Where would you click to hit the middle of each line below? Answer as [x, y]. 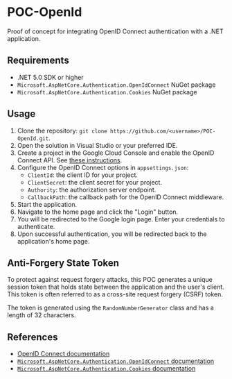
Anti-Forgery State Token [63, 263]
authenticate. [36, 226]
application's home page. [53, 241]
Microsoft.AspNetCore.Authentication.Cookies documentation [106, 369]
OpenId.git [33, 138]
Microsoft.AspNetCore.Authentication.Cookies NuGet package [107, 92]
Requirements [38, 61]
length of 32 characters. [42, 315]
